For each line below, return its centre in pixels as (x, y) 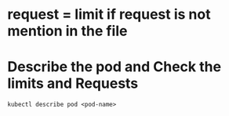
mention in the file (67, 31)
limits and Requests (73, 83)
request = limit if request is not (109, 14)
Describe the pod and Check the (114, 67)
